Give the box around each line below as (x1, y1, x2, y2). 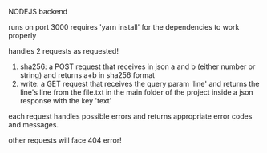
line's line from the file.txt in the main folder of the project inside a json (19, 87, 254, 97)
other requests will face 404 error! (8, 135, 122, 145)
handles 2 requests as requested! (8, 46, 119, 55)
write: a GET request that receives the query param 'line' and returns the (19, 79, 260, 88)
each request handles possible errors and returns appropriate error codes (8, 111, 253, 121)
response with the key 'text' (19, 96, 112, 105)
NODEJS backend (8, 7, 68, 16)
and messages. (8, 120, 59, 129)
